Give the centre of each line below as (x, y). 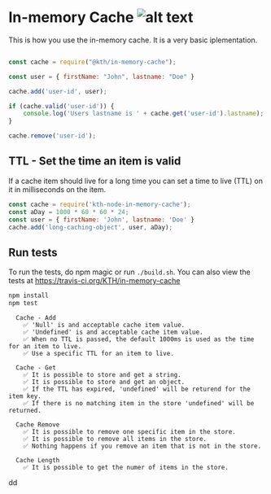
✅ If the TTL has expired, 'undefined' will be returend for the (137, 389)
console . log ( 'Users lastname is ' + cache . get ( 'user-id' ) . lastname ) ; (144, 114)
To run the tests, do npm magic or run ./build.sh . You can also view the (129, 272)
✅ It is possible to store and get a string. (102, 374)
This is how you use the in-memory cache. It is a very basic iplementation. (133, 40)
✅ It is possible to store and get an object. (104, 382)
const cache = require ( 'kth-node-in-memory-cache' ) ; (100, 204)
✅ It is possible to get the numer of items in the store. (126, 467)
